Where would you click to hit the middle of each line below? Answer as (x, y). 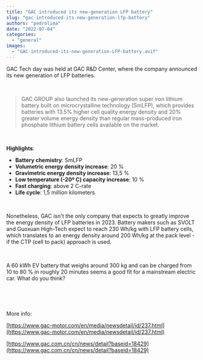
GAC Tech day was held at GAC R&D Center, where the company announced (102, 69)
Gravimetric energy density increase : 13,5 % (72, 173)
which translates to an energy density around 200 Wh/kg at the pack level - (101, 235)
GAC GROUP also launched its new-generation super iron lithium (102, 99)
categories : (21, 35)
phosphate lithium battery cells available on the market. (90, 125)
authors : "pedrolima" (34, 23)
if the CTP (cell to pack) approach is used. (59, 241)
